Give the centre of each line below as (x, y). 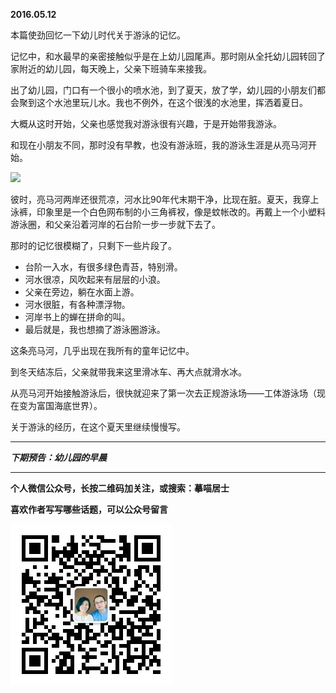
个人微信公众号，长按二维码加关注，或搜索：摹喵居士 (120, 488)
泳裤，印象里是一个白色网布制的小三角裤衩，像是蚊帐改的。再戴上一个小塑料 (168, 212)
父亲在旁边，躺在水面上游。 (82, 292)
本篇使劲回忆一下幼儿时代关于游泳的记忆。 (98, 35)
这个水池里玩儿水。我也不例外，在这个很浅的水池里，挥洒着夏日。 (172, 102)
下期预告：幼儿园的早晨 (58, 457)
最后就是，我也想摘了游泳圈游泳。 (95, 329)
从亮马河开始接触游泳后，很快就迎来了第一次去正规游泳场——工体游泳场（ (163, 393)
